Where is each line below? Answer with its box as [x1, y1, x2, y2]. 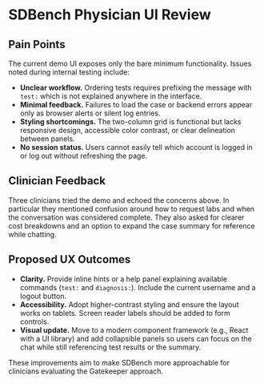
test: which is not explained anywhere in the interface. [19, 91, 202, 101]
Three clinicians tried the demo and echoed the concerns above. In [8, 195, 230, 205]
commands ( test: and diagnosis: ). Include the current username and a [19, 282, 256, 292]
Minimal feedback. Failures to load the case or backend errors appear [19, 100, 253, 109]
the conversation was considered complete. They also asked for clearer [8, 212, 245, 222]
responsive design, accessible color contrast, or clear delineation [19, 126, 236, 135]
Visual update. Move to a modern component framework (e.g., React [19, 325, 249, 334]
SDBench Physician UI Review [8, 6, 212, 24]
